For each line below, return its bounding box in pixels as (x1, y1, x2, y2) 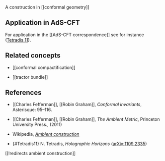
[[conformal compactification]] (12, 64, 76, 70)
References (5, 89, 42, 97)
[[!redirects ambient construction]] (5, 151, 76, 157)
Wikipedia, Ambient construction (12, 131, 80, 137)
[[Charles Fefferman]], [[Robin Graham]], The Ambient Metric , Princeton (12, 116, 160, 122)
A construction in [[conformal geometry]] (5, 4, 89, 10)
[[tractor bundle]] (12, 74, 48, 80)
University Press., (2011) (12, 121, 62, 128)
